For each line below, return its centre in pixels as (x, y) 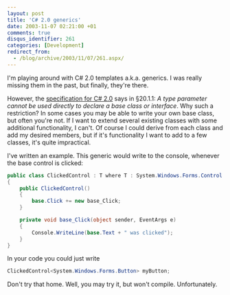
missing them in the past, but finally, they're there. (78, 85)
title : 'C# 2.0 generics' (44, 20)
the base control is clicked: (45, 163)
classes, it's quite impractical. (49, 142)
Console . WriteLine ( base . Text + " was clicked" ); (103, 232)
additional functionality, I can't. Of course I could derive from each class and (115, 127)
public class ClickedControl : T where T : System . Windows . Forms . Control (115, 175)
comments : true (29, 33)
